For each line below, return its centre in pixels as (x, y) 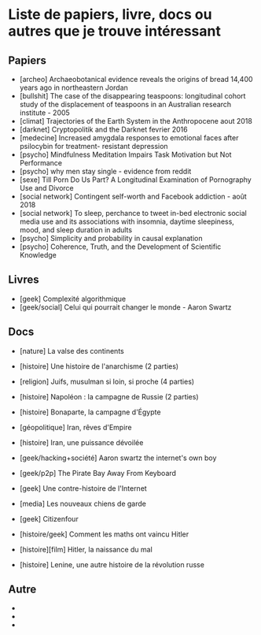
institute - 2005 (45, 113)
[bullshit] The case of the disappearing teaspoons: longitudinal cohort (132, 96)
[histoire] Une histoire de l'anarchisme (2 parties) (99, 366)
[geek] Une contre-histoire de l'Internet (83, 488)
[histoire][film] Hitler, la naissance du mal (86, 549)
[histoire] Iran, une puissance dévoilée (81, 442)
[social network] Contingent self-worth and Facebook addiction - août (133, 196)
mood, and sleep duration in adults (75, 230)
